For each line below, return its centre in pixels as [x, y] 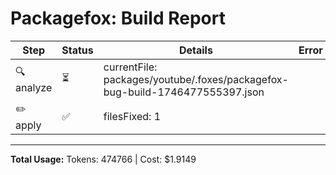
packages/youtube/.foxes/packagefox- [196, 79]
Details [195, 50]
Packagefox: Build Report [118, 18]
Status [77, 50]
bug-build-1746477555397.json [184, 92]
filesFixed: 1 [132, 117]
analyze [34, 88]
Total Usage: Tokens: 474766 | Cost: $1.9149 [103, 159]
